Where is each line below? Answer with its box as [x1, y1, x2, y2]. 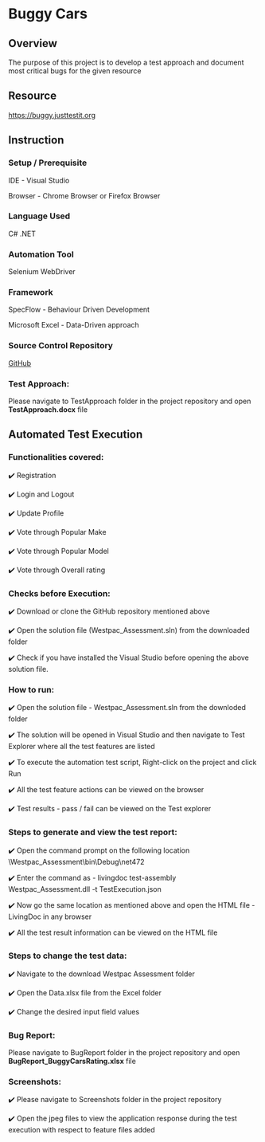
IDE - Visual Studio [8, 175, 70, 185]
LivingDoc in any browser [8, 912, 92, 921]
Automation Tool [8, 249, 74, 260]
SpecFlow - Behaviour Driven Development [8, 304, 150, 315]
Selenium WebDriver [8, 267, 76, 277]
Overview [8, 37, 58, 50]
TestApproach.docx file [8, 404, 88, 414]
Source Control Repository [8, 340, 114, 351]
